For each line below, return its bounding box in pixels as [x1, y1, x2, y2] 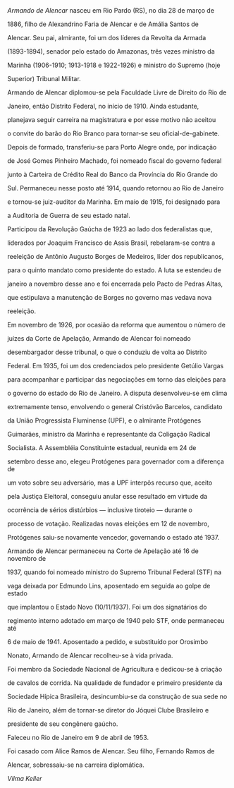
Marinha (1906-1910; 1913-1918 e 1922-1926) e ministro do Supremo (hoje [7, 61, 221, 69]
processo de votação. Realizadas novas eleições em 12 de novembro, [7, 519, 209, 528]
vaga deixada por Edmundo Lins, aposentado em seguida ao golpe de [7, 582, 211, 590]
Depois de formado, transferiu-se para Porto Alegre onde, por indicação [7, 143, 217, 151]
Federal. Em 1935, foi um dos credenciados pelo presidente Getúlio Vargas [7, 362, 224, 370]
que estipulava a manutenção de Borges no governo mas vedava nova [7, 293, 212, 301]
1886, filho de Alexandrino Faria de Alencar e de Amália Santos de [7, 20, 199, 28]
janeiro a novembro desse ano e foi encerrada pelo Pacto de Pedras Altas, [7, 279, 223, 288]
